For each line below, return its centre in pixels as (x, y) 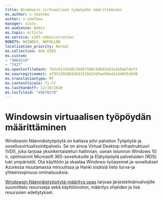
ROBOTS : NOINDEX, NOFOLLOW (33, 42)
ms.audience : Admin (25, 28)
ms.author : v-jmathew (27, 14)
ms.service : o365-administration (39, 38)
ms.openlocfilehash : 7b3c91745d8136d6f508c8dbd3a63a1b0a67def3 (71, 70)
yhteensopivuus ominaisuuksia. (37, 172)
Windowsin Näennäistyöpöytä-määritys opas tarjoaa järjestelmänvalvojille (80, 182)
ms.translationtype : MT (30, 79)
